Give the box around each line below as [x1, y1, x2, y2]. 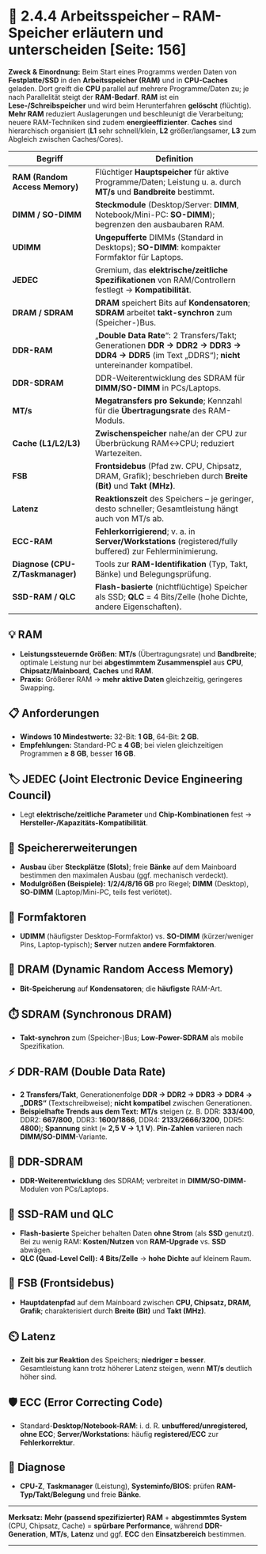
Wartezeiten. [94, 448, 142, 459]
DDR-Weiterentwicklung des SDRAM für [94, 372, 245, 383]
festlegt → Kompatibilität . [94, 284, 192, 295]
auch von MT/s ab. [94, 512, 165, 524]
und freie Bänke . [86, 1490, 142, 1499]
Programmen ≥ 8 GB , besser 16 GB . [19, 748, 136, 758]
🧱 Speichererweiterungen [8, 841, 138, 855]
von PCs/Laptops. [50, 1184, 109, 1194]
